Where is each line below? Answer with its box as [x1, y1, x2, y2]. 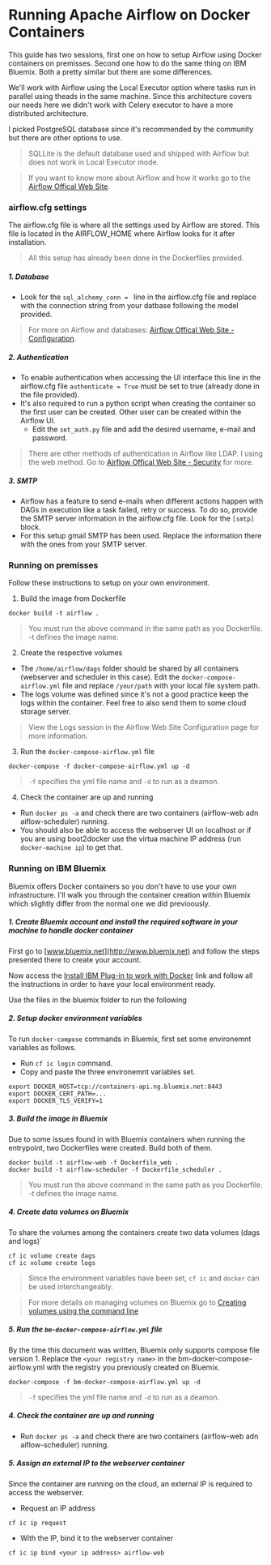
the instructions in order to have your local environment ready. [8, 979, 216, 988]
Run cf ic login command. [19, 1058, 113, 1068]
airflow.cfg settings [8, 201, 87, 212]
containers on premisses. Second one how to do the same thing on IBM [8, 58, 247, 68]
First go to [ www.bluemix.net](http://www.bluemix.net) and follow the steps [8, 946, 260, 956]
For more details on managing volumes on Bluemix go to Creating [28, 1297, 247, 1307]
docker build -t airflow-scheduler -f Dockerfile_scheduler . [8, 1165, 222, 1173]
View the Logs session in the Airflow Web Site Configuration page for [28, 722, 260, 732]
